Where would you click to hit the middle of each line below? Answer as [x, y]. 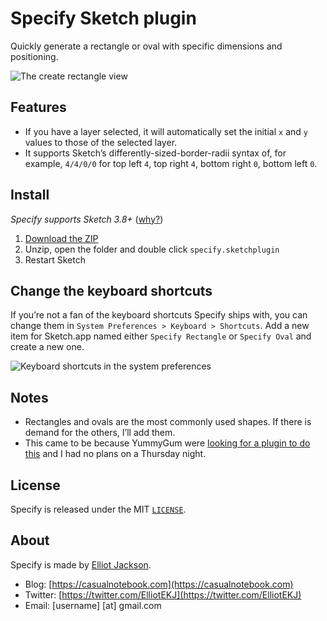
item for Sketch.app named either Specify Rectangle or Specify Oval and [161, 336]
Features [38, 107]
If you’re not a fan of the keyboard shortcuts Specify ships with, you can [159, 315]
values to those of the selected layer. [101, 142]
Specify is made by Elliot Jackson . [81, 564]
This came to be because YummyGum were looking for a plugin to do [167, 443]
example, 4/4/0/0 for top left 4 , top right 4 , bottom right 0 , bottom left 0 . [171, 163]
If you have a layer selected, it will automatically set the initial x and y [166, 131]
